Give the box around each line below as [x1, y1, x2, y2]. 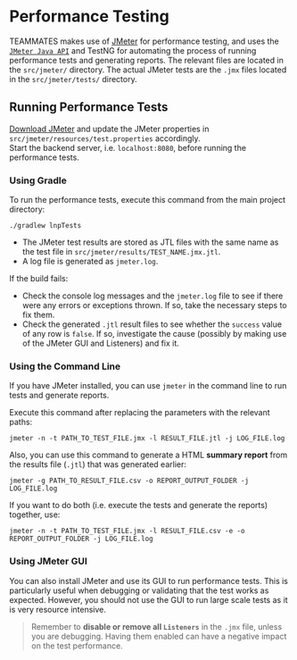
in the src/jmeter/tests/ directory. [9, 73, 137, 84]
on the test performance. [30, 640, 123, 651]
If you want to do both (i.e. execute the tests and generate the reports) [9, 500, 268, 511]
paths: [9, 417, 33, 428]
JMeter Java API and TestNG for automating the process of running [9, 45, 257, 55]
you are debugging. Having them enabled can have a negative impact [30, 631, 287, 641]
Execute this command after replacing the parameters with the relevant [9, 407, 270, 418]
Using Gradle [9, 174, 67, 187]
